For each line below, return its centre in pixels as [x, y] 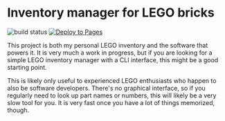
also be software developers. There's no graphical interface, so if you [106, 88]
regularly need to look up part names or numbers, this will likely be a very [112, 95]
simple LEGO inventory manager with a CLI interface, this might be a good [113, 59]
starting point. [27, 67]
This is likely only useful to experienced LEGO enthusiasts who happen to [112, 80]
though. [18, 110]
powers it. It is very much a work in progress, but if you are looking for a [110, 53]
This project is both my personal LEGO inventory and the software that [108, 45]
